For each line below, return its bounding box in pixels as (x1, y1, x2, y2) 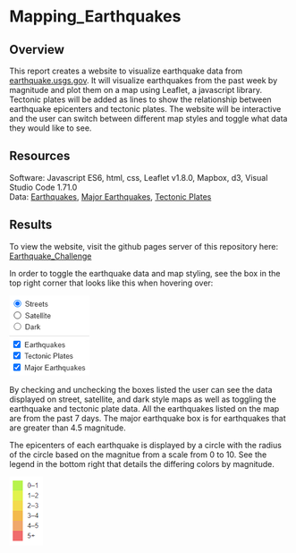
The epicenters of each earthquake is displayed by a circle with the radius (9, 439, 282, 450)
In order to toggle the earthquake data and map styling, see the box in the (9, 268, 281, 278)
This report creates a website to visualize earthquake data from (9, 65, 243, 76)
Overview (9, 42, 65, 57)
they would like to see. (9, 123, 92, 133)
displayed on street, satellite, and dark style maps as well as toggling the (9, 394, 277, 404)
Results (9, 217, 53, 233)
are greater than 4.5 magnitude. (9, 422, 127, 433)
